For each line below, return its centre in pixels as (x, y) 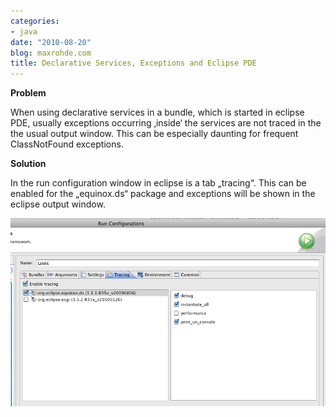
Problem (28, 93)
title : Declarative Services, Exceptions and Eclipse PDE (133, 63)
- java (24, 31)
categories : (35, 21)
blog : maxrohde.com (51, 53)
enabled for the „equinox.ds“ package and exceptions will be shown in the (163, 194)
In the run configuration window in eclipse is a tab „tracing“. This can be (158, 183)
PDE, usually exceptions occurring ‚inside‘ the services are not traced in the (166, 123)
